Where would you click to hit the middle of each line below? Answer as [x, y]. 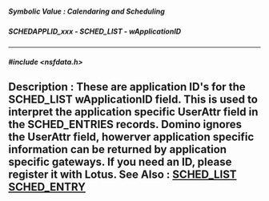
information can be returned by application [117, 149]
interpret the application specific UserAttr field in [133, 112]
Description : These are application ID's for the [127, 87]
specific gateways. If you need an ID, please [120, 162]
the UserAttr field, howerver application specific [131, 137]
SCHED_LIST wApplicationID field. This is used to [133, 100]
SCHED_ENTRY [47, 187]
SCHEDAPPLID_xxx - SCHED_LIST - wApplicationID [95, 31]
